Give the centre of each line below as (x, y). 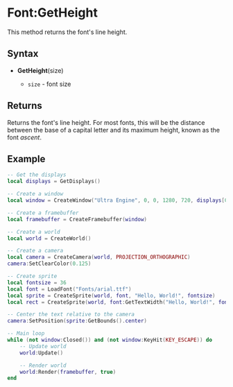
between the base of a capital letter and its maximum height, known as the (114, 130)
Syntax (23, 54)
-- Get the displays (37, 175)
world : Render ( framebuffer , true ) (68, 372)
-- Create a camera (35, 251)
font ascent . (24, 137)
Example (26, 158)
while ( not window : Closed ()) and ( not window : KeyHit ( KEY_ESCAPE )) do (110, 340)
